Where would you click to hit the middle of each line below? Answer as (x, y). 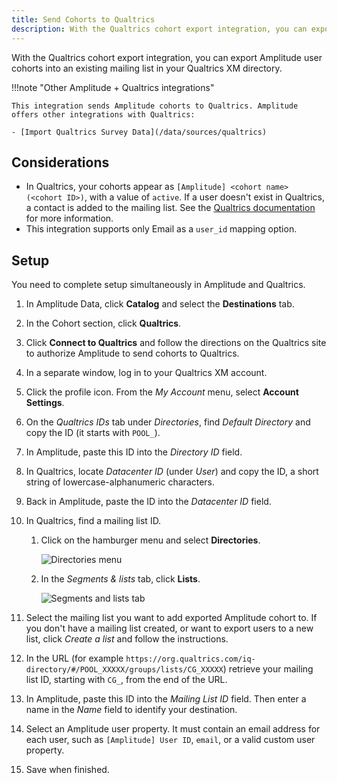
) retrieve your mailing (268, 669)
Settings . (45, 403)
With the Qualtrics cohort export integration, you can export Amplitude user (167, 57)
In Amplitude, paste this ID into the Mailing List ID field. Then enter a (166, 699)
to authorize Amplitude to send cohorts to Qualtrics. (132, 353)
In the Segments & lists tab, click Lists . (120, 579)
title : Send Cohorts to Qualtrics (83, 19)
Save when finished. (67, 770)
